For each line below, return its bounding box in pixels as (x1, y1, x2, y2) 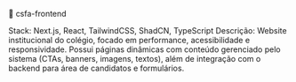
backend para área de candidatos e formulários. (8, 63, 185, 73)
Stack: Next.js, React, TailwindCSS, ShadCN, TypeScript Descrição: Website (8, 26, 287, 35)
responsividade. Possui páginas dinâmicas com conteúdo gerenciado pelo (8, 44, 281, 55)
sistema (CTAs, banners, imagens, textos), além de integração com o (8, 54, 261, 63)
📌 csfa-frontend (8, 9, 68, 19)
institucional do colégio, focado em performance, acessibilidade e (8, 35, 251, 45)
